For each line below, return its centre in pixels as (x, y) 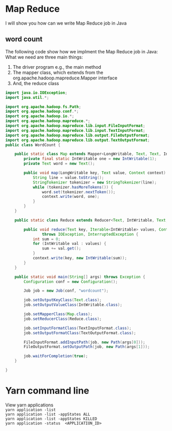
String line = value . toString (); (68, 177)
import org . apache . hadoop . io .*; (40, 116)
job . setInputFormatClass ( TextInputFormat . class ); (78, 328)
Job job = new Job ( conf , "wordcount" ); (66, 291)
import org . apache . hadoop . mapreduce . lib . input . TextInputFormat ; (75, 130)
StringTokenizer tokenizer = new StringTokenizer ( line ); (95, 182)
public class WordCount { (33, 145)
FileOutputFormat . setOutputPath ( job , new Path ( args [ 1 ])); (87, 347)
